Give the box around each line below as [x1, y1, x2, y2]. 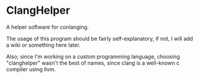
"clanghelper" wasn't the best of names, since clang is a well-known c [6, 59, 180, 66]
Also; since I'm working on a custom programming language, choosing [6, 53, 180, 60]
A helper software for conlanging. [6, 23, 89, 31]
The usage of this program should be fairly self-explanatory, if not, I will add [6, 35, 193, 42]
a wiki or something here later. [6, 41, 81, 48]
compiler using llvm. [6, 65, 56, 72]
